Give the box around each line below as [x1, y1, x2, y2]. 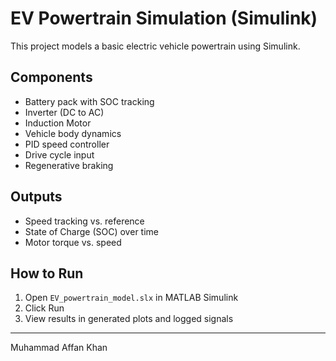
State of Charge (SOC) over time [24, 225, 159, 237]
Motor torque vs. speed [24, 236, 122, 248]
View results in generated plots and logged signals [24, 313, 234, 325]
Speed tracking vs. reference [24, 215, 145, 227]
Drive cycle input [24, 148, 95, 161]
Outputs [10, 188, 63, 206]
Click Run [24, 302, 65, 314]
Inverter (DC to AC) [24, 106, 105, 118]
